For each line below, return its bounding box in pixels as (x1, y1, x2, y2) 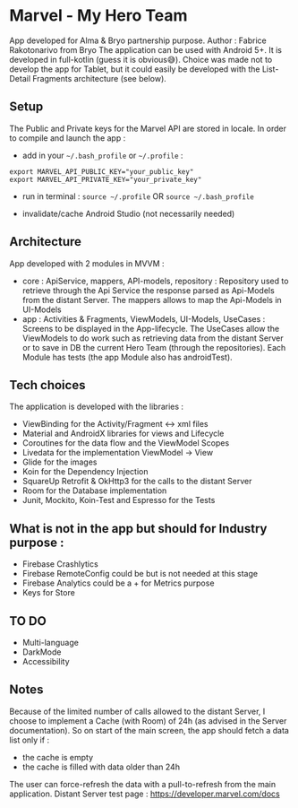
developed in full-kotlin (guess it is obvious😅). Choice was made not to (9, 54, 273, 65)
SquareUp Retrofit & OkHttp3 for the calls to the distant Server (21, 476, 252, 487)
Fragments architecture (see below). (32, 73, 167, 83)
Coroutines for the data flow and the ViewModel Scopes (21, 438, 230, 448)
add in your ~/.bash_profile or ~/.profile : (21, 150, 183, 161)
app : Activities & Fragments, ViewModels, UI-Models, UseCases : (21, 313, 266, 324)
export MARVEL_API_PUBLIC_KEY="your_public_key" (9, 167, 194, 176)
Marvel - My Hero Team (9, 5, 188, 26)
